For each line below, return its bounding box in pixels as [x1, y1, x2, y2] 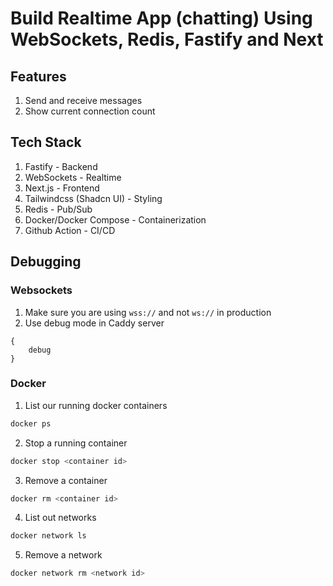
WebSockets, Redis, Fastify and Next [10, 28, 324, 51]
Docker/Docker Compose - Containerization [24, 213, 207, 226]
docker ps [10, 418, 52, 429]
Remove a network [24, 549, 103, 561]
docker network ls [10, 531, 87, 541]
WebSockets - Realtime [24, 171, 122, 183]
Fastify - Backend [24, 160, 98, 172]
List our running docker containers [24, 399, 168, 411]
